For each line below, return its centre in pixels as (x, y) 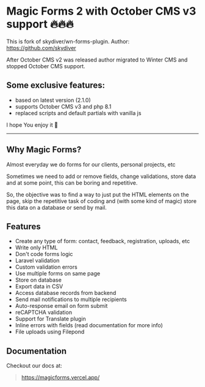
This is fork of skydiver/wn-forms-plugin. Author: (68, 41)
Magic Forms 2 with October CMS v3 (101, 11)
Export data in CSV (39, 286)
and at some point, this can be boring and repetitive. (72, 183)
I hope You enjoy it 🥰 (32, 125)
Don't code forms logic (44, 254)
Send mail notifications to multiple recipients (71, 299)
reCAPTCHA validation (43, 313)
